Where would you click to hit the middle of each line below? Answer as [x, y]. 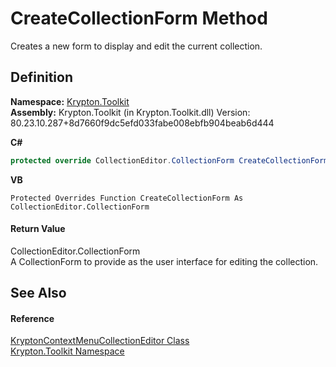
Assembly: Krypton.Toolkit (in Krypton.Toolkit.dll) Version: [130, 112]
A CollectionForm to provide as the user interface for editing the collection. [164, 261]
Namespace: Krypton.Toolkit [70, 101]
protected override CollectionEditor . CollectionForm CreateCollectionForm [169, 160]
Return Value [38, 229]
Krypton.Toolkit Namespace [67, 351]
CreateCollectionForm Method [139, 18]
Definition [41, 77]
